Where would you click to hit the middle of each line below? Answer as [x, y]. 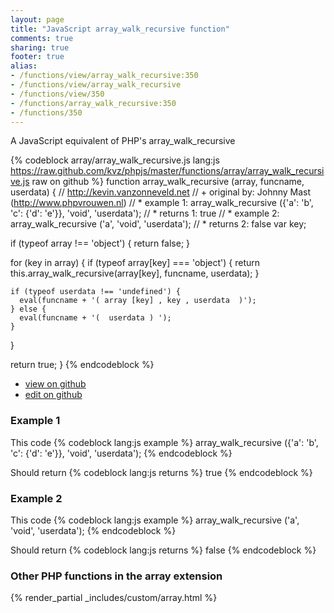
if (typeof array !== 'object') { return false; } [100, 243]
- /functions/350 [46, 112]
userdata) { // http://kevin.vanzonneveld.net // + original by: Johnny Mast [161, 192]
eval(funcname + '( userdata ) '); [95, 318]
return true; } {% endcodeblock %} [82, 365]
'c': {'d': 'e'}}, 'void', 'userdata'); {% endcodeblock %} [121, 453]
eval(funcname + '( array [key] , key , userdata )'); [138, 301]
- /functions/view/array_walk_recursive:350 [104, 76]
